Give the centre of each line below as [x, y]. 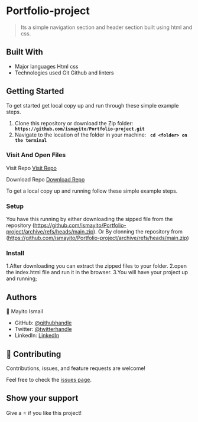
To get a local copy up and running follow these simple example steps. [92, 191]
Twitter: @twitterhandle [43, 329]
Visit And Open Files [36, 155]
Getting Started [35, 91]
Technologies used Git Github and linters [64, 73]
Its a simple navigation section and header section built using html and [106, 27]
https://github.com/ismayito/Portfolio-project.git [79, 129]
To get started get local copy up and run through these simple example [92, 105]
